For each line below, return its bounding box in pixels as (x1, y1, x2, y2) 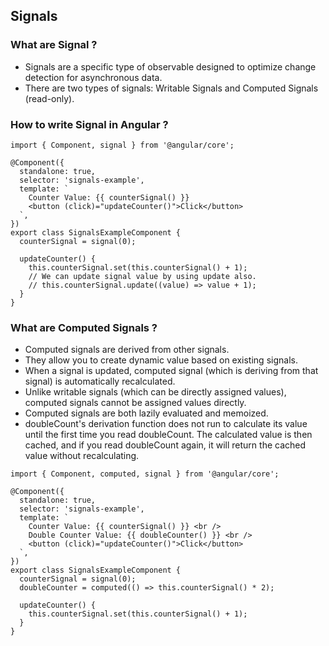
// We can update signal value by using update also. (28, 271, 257, 281)
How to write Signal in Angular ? (10, 117, 169, 131)
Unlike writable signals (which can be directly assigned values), (24, 386, 287, 398)
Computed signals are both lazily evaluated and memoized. (24, 407, 269, 419)
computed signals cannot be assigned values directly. (24, 397, 247, 409)
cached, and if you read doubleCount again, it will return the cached (24, 439, 307, 451)
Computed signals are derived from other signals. (24, 344, 230, 356)
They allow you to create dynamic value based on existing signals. (24, 354, 298, 366)
